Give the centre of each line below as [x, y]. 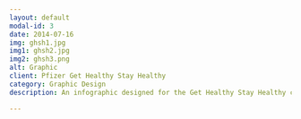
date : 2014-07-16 [42, 34]
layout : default [39, 17]
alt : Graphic [34, 68]
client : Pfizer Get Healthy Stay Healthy [88, 76]
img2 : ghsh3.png [39, 59]
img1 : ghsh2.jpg [39, 51]
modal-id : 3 [31, 26]
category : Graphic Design [57, 84]
